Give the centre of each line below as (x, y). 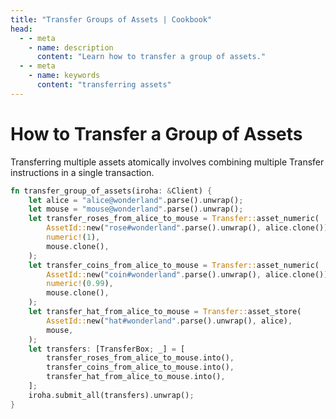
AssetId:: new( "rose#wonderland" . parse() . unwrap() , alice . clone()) (187, 228)
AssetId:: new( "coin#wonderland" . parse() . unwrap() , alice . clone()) (187, 274)
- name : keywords (64, 76)
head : (21, 29)
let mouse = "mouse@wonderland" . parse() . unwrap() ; (136, 209)
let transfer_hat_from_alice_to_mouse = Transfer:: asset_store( (165, 312)
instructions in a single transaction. (82, 172)
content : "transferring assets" (104, 85)
